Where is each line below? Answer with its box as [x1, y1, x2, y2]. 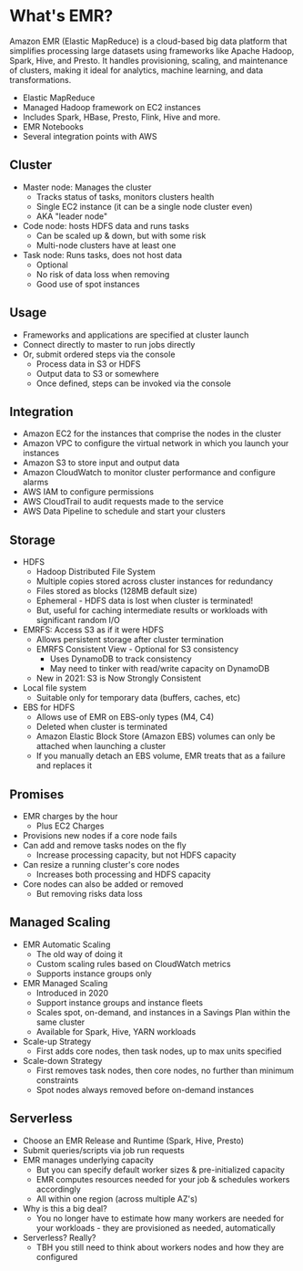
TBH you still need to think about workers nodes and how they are [35, 1242, 285, 1253]
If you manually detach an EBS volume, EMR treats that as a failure [35, 750, 286, 762]
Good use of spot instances [35, 278, 140, 289]
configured [35, 1251, 78, 1262]
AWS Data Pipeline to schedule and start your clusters [22, 505, 226, 516]
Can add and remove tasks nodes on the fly [22, 840, 187, 850]
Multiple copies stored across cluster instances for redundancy [35, 576, 274, 587]
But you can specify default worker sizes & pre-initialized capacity [35, 1164, 285, 1175]
